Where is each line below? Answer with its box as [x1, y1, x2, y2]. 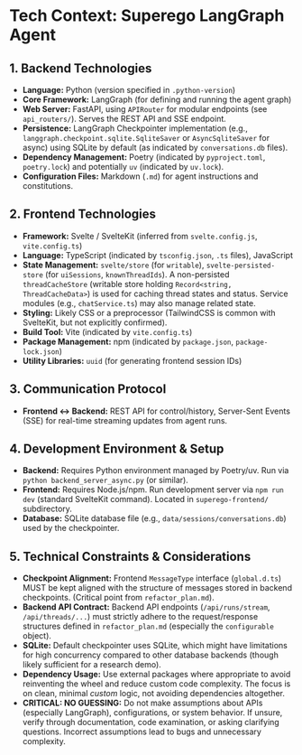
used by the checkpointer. [22, 523, 120, 534]
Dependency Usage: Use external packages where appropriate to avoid [22, 669, 291, 680]
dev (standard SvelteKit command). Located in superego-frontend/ [22, 494, 269, 505]
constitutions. [22, 181, 74, 191]
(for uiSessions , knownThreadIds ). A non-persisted [44, 268, 230, 280]
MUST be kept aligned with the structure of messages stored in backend [22, 583, 293, 593]
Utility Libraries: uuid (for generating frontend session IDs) [22, 355, 243, 366]
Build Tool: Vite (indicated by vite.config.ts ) [22, 326, 193, 337]
